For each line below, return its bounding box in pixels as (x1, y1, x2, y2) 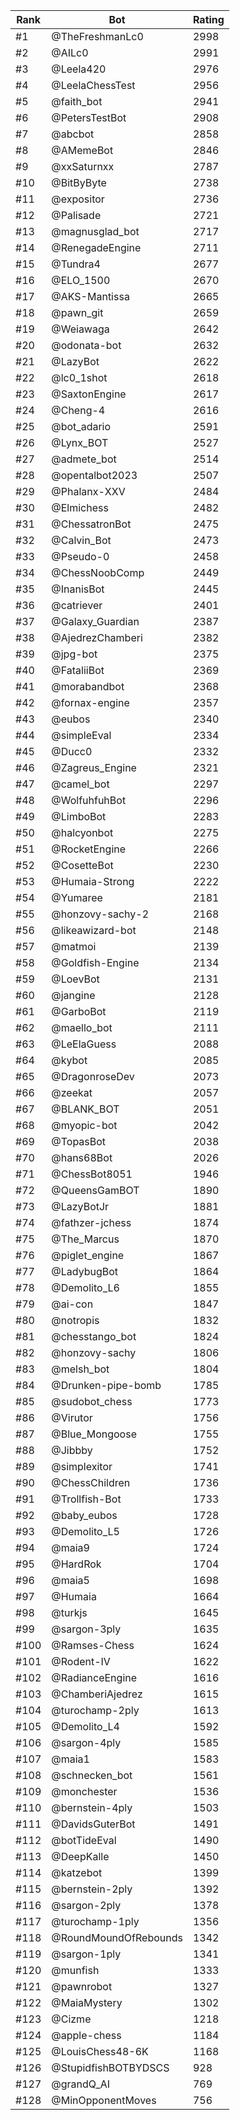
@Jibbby (51, 1444, 93, 1457)
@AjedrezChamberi (51, 631, 143, 644)
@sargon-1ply (51, 1947, 122, 1961)
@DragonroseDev (51, 1070, 135, 1083)
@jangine (51, 989, 96, 1002)
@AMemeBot (51, 144, 114, 157)
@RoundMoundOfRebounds (51, 1931, 183, 1944)
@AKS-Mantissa (51, 290, 130, 303)
